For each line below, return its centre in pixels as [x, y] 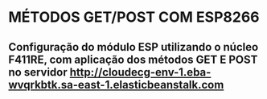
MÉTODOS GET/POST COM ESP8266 [134, 17]
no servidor [38, 72]
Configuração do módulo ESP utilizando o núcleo [133, 47]
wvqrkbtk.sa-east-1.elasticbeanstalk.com [116, 85]
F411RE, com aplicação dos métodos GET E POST [133, 59]
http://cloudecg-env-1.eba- [140, 72]
